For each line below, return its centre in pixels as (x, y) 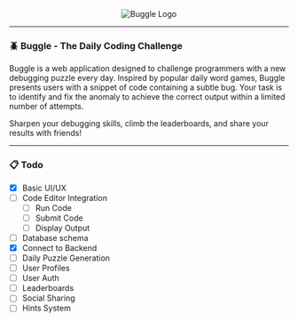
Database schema (55, 237)
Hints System (46, 308)
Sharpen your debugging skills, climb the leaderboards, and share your (139, 124)
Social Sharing (48, 298)
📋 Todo (27, 165)
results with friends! (46, 133)
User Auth (40, 278)
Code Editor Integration (65, 197)
